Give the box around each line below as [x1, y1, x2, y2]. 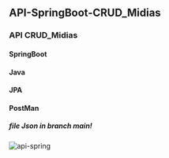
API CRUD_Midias [9, 30, 78, 41]
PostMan [9, 103, 39, 112]
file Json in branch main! [9, 121, 93, 130]
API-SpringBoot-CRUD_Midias [9, 6, 161, 20]
